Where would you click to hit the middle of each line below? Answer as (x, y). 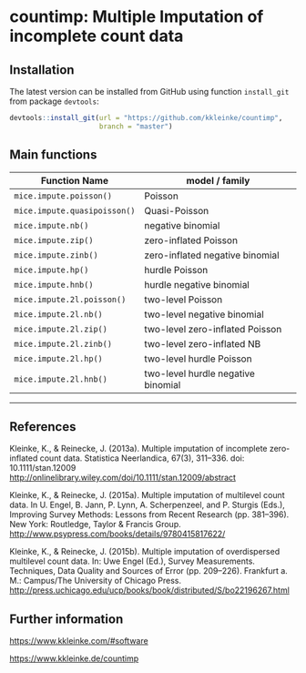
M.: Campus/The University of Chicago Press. (96, 581)
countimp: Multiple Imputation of (137, 17)
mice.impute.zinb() (56, 255)
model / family (218, 180)
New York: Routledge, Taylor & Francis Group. (96, 525)
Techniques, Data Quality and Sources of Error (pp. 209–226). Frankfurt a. (149, 571)
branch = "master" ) (136, 126)
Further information (66, 619)
